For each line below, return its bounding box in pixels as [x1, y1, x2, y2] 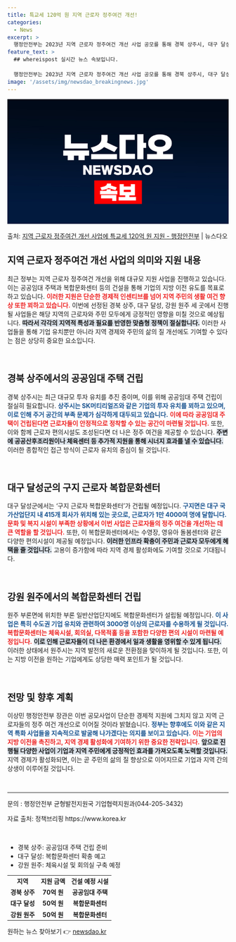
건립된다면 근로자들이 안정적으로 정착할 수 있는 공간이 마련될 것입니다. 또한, [20, 419, 225, 427]
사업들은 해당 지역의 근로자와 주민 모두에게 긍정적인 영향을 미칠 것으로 [14, 310, 206, 318]
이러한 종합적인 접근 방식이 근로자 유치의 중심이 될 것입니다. [7, 445, 171, 454]
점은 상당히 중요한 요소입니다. [14, 336, 96, 345]
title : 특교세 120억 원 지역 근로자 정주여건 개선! [7, 11, 138, 18]
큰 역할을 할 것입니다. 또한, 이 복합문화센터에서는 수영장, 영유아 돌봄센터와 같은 [7, 528, 223, 537]
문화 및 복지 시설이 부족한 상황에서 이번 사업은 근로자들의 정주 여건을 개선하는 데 [7, 519, 223, 528]
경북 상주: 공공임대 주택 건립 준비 [17, 843, 107, 852]
